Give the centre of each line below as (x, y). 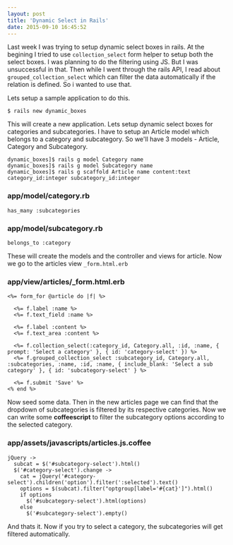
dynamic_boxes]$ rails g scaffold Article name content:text (99, 172)
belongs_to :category (39, 243)
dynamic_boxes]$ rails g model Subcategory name (80, 166)
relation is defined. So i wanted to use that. (70, 85)
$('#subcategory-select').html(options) (86, 501)
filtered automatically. (39, 534)
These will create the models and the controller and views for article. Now (115, 256)
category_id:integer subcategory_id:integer (74, 178)
